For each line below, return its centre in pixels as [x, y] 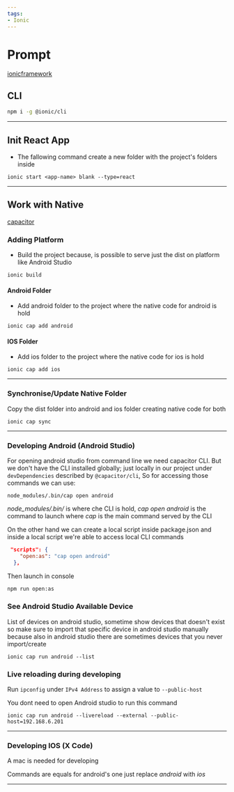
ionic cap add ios [34, 370]
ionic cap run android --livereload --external [78, 716]
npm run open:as [31, 589]
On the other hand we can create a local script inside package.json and [109, 529]
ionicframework [30, 74]
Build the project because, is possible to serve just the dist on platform [118, 255]
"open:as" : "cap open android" [65, 556]
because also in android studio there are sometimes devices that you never [115, 636]
